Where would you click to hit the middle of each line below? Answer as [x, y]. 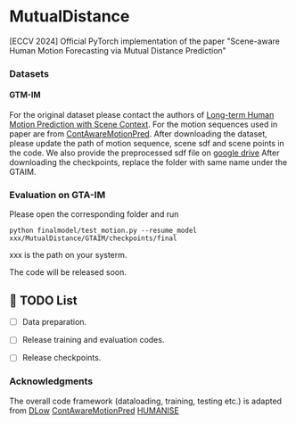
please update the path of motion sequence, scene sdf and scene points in [147, 144]
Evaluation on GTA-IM [58, 195]
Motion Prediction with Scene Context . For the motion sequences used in [144, 125]
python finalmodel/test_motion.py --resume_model [103, 231]
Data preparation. [54, 322]
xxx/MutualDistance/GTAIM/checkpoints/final [93, 238]
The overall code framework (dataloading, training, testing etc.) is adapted [146, 401]
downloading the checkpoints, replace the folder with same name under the [148, 162]
